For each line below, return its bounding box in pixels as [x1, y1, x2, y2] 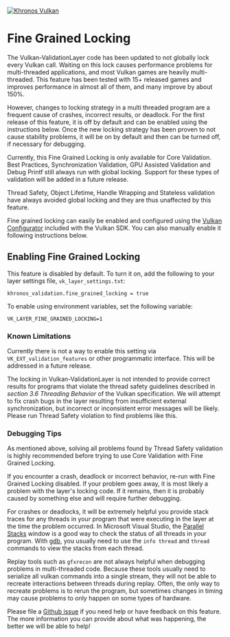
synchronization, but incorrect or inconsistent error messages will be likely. [7, 404, 220, 413]
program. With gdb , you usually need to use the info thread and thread [7, 537, 210, 545]
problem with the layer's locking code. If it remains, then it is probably [7, 487, 205, 495]
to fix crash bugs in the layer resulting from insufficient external [7, 397, 187, 406]
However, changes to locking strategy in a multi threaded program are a [7, 103, 211, 112]
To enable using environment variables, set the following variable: [7, 302, 193, 310]
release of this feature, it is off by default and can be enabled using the [7, 118, 208, 126]
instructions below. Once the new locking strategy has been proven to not [7, 125, 216, 134]
